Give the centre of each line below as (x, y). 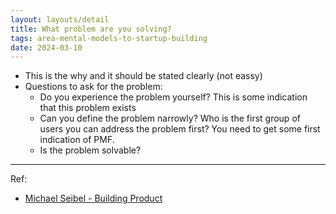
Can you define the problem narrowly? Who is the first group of (170, 118)
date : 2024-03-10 (46, 47)
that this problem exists (88, 108)
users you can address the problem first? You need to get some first (180, 129)
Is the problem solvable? (90, 150)
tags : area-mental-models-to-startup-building (109, 38)
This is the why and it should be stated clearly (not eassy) (143, 76)
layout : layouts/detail (60, 19)
